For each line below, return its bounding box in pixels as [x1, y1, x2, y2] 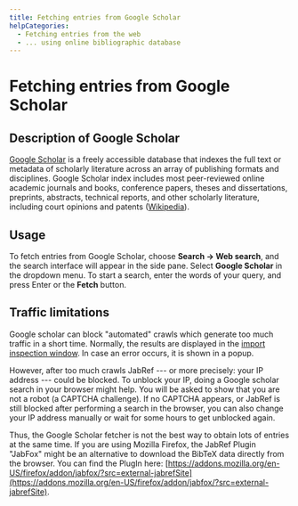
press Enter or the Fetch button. [9, 280, 127, 290]
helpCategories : [9, 21, 69, 30]
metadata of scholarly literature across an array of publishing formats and [9, 164, 279, 175]
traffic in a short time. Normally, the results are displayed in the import [9, 338, 266, 348]
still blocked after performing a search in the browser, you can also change [9, 403, 285, 413]
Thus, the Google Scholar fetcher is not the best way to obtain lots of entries [9, 429, 290, 440]
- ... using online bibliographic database [17, 37, 181, 47]
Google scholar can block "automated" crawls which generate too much [9, 329, 274, 339]
